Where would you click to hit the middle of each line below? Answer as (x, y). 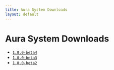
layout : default (22, 14)
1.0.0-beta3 (25, 58)
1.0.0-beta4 (25, 53)
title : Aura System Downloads (36, 10)
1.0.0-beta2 (25, 63)
